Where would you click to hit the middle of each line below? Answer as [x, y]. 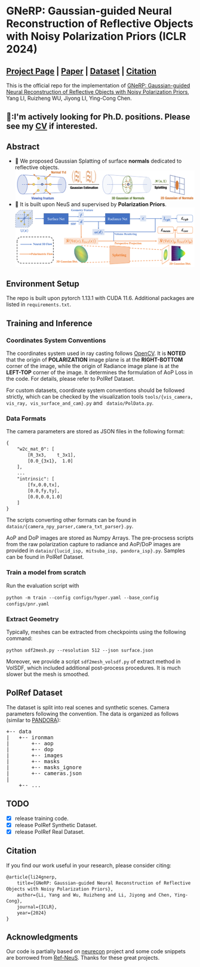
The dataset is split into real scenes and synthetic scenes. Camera [88, 707]
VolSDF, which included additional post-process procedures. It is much [93, 668]
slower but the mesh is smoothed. [48, 674]
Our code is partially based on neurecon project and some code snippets [96, 951]
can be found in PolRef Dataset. [45, 557]
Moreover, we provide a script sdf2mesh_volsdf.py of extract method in [93, 661]
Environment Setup [43, 284]
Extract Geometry [33, 619]
